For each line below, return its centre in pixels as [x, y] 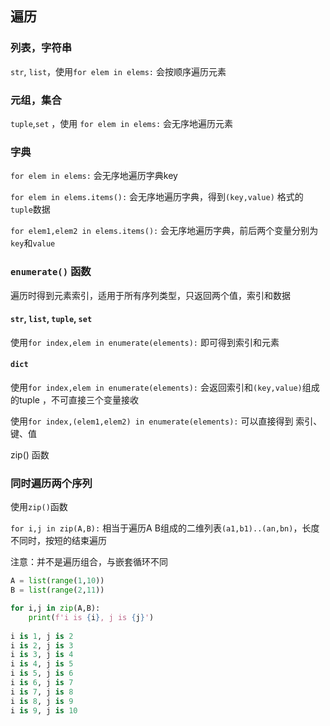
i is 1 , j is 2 [42, 636]
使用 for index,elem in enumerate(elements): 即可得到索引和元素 [145, 342]
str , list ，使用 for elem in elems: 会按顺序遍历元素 [118, 71]
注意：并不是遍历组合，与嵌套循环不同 [89, 562]
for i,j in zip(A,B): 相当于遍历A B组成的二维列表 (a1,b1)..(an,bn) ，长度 [165, 528]
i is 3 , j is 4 [42, 655]
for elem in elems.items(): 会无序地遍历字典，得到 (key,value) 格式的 [157, 197]
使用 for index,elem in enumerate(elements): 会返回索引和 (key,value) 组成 [165, 387]
